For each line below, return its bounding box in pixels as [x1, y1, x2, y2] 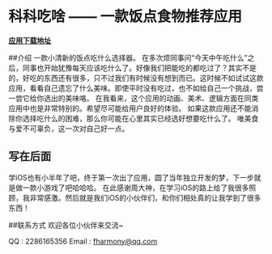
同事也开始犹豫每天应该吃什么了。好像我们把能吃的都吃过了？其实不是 [22, 62, 257, 73]
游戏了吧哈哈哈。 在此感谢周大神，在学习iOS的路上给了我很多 [43, 183, 249, 193]
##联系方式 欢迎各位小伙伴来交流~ [8, 220, 124, 230]
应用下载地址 [8, 36, 51, 45]
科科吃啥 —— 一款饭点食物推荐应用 [8, 7, 243, 26]
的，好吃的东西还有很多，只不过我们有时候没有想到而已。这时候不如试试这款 [8, 73, 264, 83]
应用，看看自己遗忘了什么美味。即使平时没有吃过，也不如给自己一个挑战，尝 [8, 83, 264, 93]
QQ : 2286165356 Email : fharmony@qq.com [8, 236, 158, 246]
